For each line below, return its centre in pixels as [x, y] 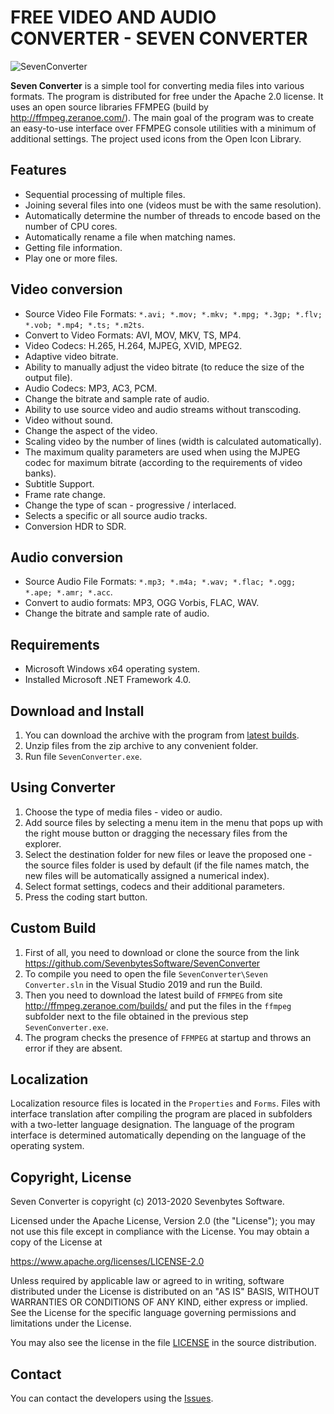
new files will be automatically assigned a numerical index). [147, 875]
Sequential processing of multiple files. [105, 194]
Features [38, 170]
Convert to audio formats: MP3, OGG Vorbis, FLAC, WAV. [142, 603]
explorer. [43, 843]
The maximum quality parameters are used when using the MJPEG [162, 452]
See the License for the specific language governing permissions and [153, 1313]
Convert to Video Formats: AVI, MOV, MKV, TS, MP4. [133, 335]
